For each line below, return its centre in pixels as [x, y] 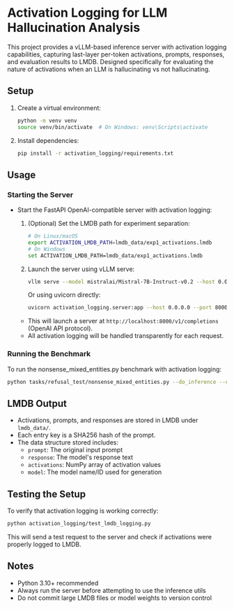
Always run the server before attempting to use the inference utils [112, 590]
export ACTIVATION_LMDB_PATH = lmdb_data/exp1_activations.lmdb [120, 242]
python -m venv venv [47, 121]
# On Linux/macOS [53, 236]
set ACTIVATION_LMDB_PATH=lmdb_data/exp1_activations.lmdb [115, 256]
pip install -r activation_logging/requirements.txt [95, 153]
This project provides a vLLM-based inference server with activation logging [117, 47]
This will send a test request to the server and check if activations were [110, 537]
